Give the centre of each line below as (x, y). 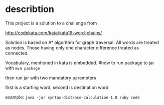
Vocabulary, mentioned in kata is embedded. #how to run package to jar (80, 62)
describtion (30, 9)
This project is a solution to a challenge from (51, 23)
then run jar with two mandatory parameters (51, 77)
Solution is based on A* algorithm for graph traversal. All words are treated (82, 42)
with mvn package (23, 68)
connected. (17, 53)
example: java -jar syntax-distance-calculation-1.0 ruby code (72, 97)
